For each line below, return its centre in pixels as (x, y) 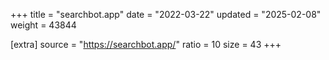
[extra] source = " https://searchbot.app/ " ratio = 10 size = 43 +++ (146, 44)
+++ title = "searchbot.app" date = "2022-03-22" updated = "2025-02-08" (166, 14)
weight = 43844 (43, 25)
